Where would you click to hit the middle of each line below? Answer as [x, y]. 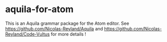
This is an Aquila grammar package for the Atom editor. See [67, 23]
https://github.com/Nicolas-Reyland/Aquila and [54, 28]
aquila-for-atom [40, 9]
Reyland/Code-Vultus [27, 34]
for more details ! [69, 34]
